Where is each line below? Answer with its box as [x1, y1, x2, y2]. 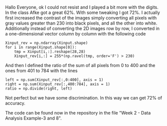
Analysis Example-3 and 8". [5, 115, 62, 121]
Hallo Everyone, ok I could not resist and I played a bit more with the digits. [5, 4, 159, 10]
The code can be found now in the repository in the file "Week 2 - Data [5, 110, 151, 115]
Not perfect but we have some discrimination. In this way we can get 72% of [5, 95, 163, 100]
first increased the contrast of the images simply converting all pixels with [5, 15, 157, 20]
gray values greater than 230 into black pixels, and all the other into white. [5, 20, 158, 26]
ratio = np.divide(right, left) [5, 86, 72, 91]
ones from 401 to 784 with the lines [5, 67, 78, 73]
